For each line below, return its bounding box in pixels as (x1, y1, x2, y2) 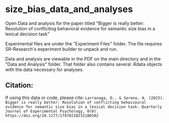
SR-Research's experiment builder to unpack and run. (5, 46, 118, 52)
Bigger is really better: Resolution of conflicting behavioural (5, 100, 146, 105)
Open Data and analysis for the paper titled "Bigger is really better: (5, 20, 145, 26)
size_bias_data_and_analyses (5, 4, 133, 15)
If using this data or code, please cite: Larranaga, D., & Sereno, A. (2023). (5, 94, 165, 100)
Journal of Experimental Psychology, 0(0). (5, 108, 99, 114)
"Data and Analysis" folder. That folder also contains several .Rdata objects (5, 61, 162, 67)
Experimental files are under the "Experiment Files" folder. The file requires (5, 40, 162, 46)
